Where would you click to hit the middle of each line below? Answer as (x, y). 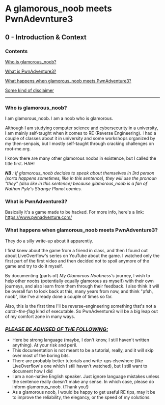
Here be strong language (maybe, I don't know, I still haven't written (81, 340)
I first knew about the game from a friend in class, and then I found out (77, 250)
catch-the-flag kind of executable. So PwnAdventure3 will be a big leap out (82, 311)
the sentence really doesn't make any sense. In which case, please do (83, 382)
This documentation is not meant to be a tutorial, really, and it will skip (83, 350)
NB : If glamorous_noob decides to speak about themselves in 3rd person (80, 173)
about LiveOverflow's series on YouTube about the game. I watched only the (82, 256)
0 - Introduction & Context (46, 37)
